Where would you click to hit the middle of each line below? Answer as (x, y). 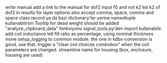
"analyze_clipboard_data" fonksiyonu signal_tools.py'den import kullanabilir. (84, 28)
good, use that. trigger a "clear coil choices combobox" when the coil (77, 44)
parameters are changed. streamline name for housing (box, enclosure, (79, 50)
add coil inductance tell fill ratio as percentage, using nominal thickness (79, 34)
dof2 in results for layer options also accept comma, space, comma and (80, 12)
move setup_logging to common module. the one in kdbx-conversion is (79, 39)
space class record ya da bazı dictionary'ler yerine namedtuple (70, 18)
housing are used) (24, 55)
